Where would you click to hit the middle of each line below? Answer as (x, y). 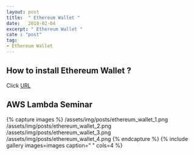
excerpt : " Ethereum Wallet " (45, 29)
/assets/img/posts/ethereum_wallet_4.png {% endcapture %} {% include (97, 139)
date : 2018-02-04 (31, 23)
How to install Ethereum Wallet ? (69, 71)
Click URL (19, 85)
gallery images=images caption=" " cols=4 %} (64, 145)
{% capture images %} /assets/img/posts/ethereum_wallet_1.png (87, 119)
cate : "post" (24, 35)
